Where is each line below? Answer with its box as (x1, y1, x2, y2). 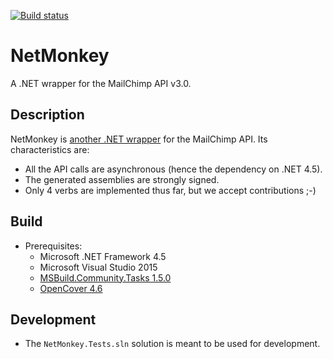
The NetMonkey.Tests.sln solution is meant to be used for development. (24, 338, 321, 350)
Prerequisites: (24, 240, 83, 252)
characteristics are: (10, 143, 90, 155)
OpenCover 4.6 (39, 282, 103, 294)
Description (10, 106, 85, 124)
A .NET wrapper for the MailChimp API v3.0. (10, 77, 192, 89)
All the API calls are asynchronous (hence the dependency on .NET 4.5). (24, 163, 323, 175)
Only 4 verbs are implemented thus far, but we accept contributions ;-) (24, 184, 317, 196)
